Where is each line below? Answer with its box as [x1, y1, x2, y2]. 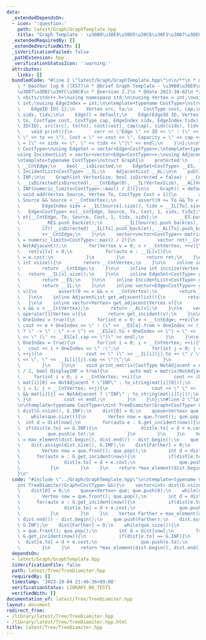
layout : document [6, 601, 51, 608]
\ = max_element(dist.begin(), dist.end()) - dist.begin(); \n [17, 436, 180, 443]
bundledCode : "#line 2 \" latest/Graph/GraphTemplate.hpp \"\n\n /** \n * [12, 77, 196, 83]
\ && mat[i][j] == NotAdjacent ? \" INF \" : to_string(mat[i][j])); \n [17, 390, 199, 397]
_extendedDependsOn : [12, 15, 64, 21]
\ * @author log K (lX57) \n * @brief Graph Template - [17, 83, 161, 90]
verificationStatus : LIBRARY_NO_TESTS [12, 585, 112, 591]
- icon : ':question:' [12, 20, 67, 26]
